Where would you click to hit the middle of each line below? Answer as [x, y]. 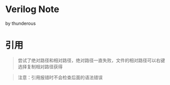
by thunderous [21, 23]
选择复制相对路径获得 [40, 66]
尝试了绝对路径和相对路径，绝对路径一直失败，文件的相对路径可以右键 [91, 60]
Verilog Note [32, 9]
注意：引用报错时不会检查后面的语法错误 [60, 77]
